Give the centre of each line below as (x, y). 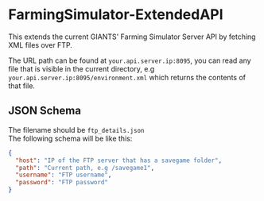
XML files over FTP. (41, 44)
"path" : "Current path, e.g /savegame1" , (85, 168)
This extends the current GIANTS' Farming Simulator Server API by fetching (132, 37)
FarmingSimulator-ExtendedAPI (116, 15)
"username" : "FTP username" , (64, 175)
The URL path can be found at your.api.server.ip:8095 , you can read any (130, 60)
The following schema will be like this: (70, 138)
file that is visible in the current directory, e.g (82, 68)
